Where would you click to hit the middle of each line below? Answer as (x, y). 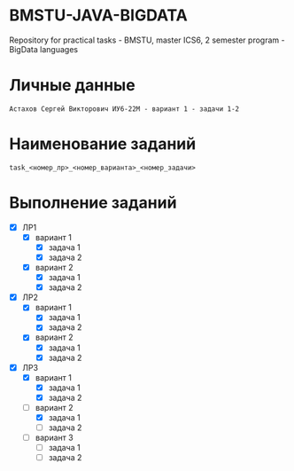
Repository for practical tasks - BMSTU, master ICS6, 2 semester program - (147, 40)
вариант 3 (54, 438)
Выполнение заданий (93, 203)
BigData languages (43, 49)
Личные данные (72, 86)
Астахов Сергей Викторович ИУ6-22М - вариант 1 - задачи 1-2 (124, 109)
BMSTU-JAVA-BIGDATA (98, 16)
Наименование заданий (103, 144)
